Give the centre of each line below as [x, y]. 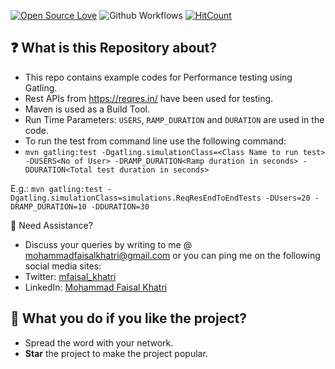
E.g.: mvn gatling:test [56, 188]
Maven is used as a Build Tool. [87, 109]
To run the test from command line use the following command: [155, 141]
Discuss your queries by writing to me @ [108, 244]
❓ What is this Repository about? [114, 48]
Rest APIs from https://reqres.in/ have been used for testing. [149, 98]
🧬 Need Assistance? [51, 225]
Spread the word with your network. [99, 342]
